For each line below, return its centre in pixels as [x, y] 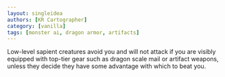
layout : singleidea [35, 13]
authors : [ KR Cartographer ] [47, 20]
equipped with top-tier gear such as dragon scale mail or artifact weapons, [113, 59]
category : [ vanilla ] [37, 26]
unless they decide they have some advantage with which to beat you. [107, 66]
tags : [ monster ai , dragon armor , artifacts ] [73, 32]
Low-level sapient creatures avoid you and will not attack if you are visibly [111, 52]
